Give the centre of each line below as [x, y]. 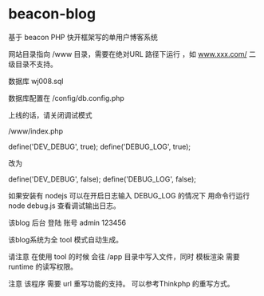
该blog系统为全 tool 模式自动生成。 [66, 239]
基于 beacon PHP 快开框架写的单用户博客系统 [83, 37]
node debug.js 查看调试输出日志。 [65, 206]
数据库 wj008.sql [36, 81]
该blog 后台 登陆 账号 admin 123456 [67, 222]
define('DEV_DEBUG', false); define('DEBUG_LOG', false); [102, 179]
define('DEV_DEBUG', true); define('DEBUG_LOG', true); [100, 146]
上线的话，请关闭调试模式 [50, 115]
